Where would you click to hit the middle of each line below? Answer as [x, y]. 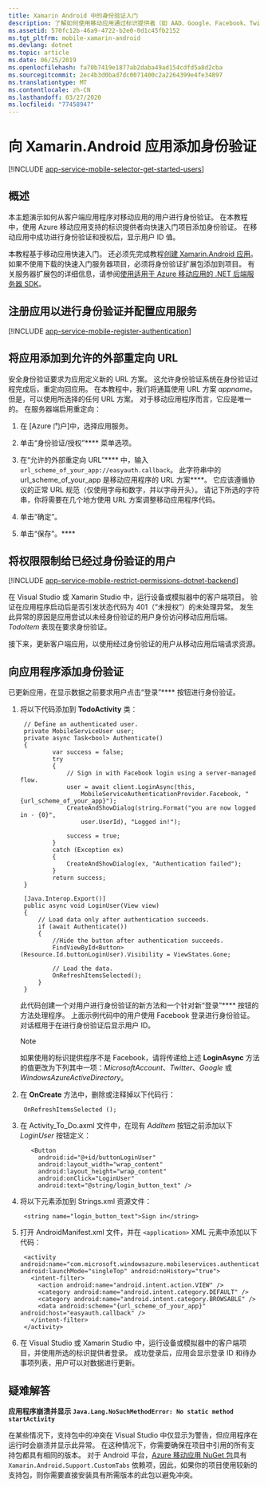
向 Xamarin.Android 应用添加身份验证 [132, 146]
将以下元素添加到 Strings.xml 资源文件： [86, 1201]
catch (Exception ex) [88, 850]
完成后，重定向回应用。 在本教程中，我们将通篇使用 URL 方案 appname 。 [136, 389]
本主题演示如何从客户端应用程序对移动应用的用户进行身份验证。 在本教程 [128, 217]
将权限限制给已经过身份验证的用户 [92, 560]
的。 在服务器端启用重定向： [55, 408]
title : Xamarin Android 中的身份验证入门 [73, 16]
